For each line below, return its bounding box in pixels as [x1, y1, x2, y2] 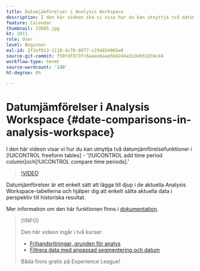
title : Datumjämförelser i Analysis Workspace [6, 8, 124, 15]
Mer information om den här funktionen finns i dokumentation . [6, 205, 159, 213]
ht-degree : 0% [6, 70, 42, 76]
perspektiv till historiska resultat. [6, 194, 86, 201]
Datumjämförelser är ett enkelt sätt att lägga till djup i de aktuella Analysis [6, 181, 186, 188]
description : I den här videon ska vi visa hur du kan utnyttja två [6, 14, 180, 20]
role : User [6, 36, 33, 42]
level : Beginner [6, 42, 46, 48]
